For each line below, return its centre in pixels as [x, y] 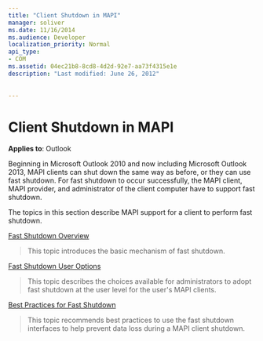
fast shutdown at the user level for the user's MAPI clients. [122, 290]
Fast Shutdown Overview [49, 236]
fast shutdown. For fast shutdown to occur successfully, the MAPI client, [125, 180]
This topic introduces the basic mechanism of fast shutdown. [126, 251]
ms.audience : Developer [47, 37]
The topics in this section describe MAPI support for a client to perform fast [130, 212]
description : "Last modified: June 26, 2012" [84, 74]
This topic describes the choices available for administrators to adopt [139, 281]
